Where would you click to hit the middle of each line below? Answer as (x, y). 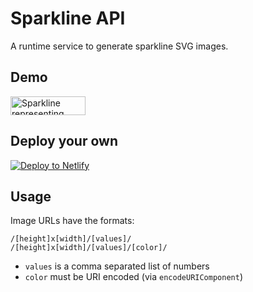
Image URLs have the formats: (72, 221)
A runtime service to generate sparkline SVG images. (119, 46)
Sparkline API (68, 18)
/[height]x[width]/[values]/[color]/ (89, 248)
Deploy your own (64, 141)
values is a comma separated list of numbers (117, 266)
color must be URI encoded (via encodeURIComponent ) (133, 277)
